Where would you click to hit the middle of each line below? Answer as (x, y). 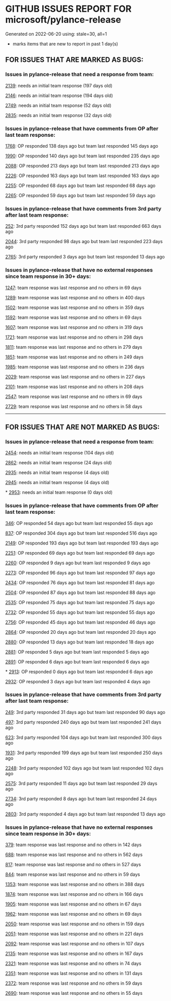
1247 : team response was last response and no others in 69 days (73, 288)
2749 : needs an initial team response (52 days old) (59, 105)
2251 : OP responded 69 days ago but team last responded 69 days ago (80, 553)
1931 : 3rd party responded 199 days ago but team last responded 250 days (84, 753)
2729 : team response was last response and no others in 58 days (74, 406)
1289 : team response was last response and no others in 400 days (75, 297)
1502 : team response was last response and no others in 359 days (75, 307)
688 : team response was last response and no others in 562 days (74, 855)
